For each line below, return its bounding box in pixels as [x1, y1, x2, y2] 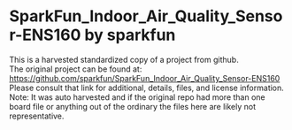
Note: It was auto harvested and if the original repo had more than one [9, 91, 265, 103]
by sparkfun [83, 25, 176, 45]
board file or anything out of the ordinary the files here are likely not [9, 101, 257, 111]
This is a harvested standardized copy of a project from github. [9, 54, 239, 65]
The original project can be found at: [9, 64, 142, 74]
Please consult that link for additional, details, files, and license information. [9, 82, 285, 93]
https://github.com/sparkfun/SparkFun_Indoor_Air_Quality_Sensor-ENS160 [9, 73, 280, 83]
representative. [9, 111, 65, 121]
